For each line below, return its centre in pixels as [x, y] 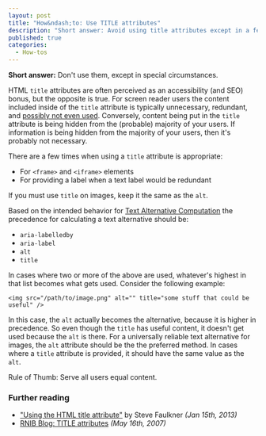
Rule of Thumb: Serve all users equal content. [83, 377]
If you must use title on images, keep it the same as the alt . [108, 195]
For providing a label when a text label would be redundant [115, 180]
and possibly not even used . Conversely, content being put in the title [124, 115]
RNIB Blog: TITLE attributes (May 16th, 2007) [93, 423]
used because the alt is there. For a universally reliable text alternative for [129, 337]
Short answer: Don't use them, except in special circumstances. [113, 75]
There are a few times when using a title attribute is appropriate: [116, 156]
